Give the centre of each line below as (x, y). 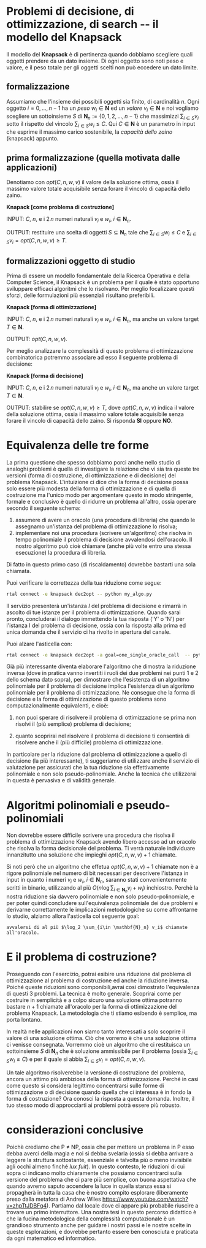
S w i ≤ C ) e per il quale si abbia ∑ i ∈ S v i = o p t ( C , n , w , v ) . (76, 1060)
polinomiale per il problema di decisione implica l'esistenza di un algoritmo (100, 686)
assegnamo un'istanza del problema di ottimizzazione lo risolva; (96, 526)
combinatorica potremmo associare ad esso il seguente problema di (92, 357)
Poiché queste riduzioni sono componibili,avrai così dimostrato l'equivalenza (103, 987)
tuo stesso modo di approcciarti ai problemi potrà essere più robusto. (94, 1105)
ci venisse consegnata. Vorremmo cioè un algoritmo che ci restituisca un (98, 1045)
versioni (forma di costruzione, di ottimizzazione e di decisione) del (91, 475)
